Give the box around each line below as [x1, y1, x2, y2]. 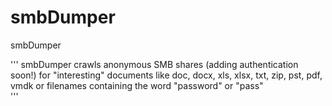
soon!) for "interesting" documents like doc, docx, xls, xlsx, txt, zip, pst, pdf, [10, 69, 323, 81]
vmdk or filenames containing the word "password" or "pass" [10, 79, 264, 91]
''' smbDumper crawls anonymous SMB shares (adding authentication [10, 58, 299, 70]
